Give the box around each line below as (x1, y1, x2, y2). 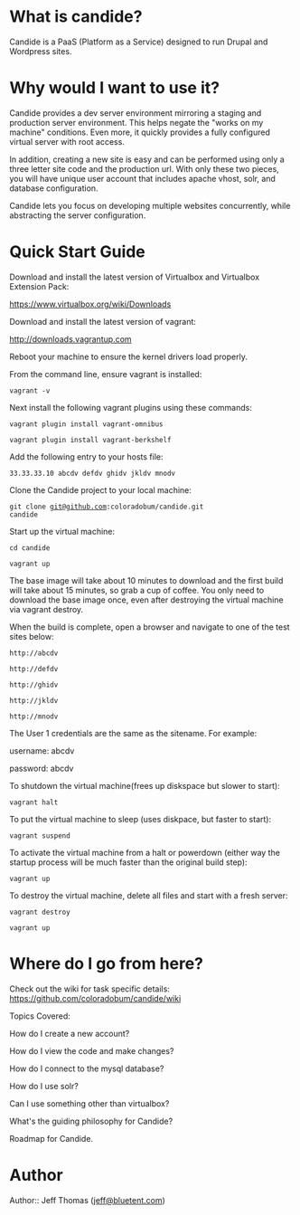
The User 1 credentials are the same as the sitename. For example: (9, 727, 258, 738)
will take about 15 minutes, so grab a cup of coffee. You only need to (9, 584, 265, 595)
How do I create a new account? (9, 1028, 130, 1039)
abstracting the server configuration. (9, 210, 146, 221)
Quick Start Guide (9, 242, 146, 262)
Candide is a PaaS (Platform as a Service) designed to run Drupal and (9, 36, 268, 47)
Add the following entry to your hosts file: (9, 451, 164, 462)
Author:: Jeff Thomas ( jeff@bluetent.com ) (9, 1194, 165, 1205)
